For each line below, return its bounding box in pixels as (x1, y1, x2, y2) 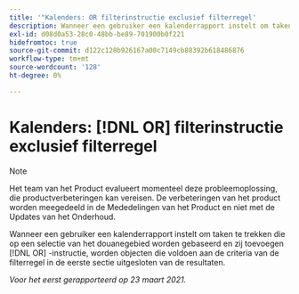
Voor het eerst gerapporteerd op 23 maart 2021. (9, 274, 187, 285)
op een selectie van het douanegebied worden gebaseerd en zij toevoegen (9, 238, 285, 249)
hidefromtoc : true (9, 37, 77, 47)
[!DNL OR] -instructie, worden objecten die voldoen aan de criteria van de (9, 247, 280, 258)
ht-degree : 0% (9, 71, 62, 80)
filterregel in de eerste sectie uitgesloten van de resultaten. (9, 257, 226, 267)
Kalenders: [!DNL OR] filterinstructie (9, 117, 284, 137)
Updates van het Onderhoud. (9, 211, 116, 222)
